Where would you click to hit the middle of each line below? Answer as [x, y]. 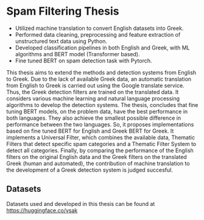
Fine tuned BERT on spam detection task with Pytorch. [83, 61]
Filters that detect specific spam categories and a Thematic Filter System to [101, 144]
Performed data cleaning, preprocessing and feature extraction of [98, 34]
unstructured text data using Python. [61, 41]
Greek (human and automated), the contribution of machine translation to [98, 163]
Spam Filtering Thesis [63, 11]
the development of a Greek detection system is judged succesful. [90, 170]
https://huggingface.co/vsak [42, 210]
